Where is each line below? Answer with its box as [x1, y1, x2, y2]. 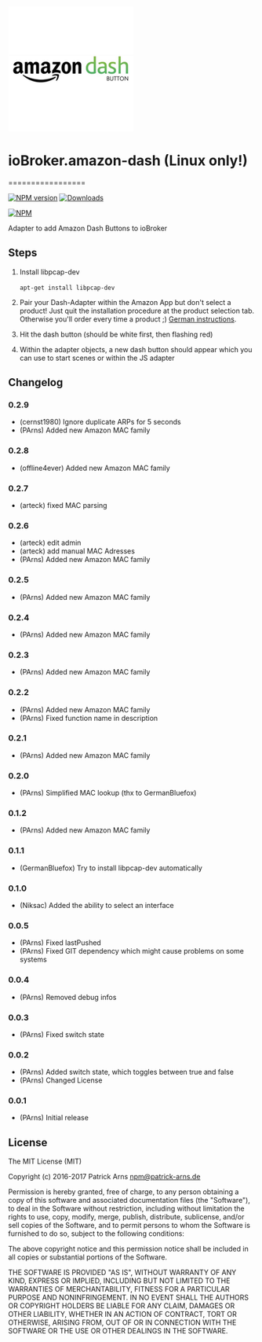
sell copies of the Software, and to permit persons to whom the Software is [8, 1221, 251, 1230]
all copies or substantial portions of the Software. [8, 1252, 167, 1262]
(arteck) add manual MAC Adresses [19, 546, 136, 556]
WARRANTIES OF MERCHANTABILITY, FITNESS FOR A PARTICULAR [8, 1285, 230, 1294]
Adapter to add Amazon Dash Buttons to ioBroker [8, 223, 168, 233]
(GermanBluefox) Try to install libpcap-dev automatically [19, 863, 202, 873]
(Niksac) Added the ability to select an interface [19, 901, 174, 910]
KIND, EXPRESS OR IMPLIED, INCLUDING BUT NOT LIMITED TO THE [8, 1276, 231, 1285]
